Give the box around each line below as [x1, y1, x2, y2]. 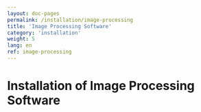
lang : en [7, 42, 32, 49]
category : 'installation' [7, 29, 81, 36]
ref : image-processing [7, 49, 72, 56]
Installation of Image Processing [7, 78, 196, 93]
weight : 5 [7, 36, 36, 43]
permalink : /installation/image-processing [7, 16, 134, 23]
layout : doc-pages [7, 10, 60, 17]
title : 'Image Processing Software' [7, 23, 112, 30]
